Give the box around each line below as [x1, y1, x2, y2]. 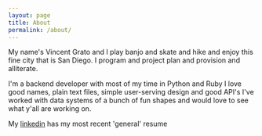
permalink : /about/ [8, 26, 72, 34]
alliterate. [8, 64, 38, 73]
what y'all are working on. [8, 104, 92, 113]
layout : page [8, 11, 51, 20]
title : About [8, 19, 51, 27]
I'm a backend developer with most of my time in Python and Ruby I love [8, 79, 242, 88]
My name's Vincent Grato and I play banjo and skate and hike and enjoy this [8, 48, 253, 57]
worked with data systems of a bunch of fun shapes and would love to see [8, 95, 249, 106]
